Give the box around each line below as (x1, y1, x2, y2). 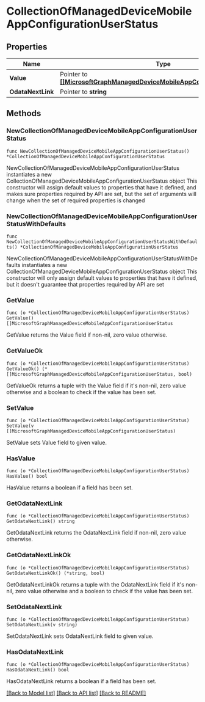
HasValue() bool (6, 473, 48, 480)
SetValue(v (6, 423, 34, 429)
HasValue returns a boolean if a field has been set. (6, 484, 133, 491)
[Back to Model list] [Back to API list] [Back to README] (6, 689, 146, 697)
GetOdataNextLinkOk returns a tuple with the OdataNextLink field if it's (6, 580, 185, 588)
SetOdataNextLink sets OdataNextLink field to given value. (6, 632, 154, 640)
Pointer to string (60, 87, 107, 96)
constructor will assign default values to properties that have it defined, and (6, 183, 196, 191)
